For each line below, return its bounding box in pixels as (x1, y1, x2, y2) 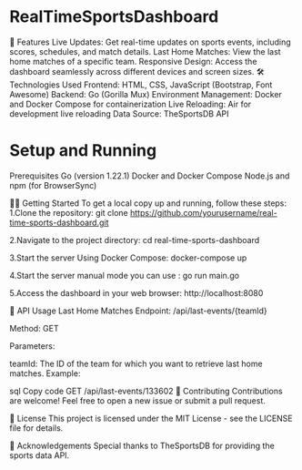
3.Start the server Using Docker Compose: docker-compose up (9, 252, 247, 263)
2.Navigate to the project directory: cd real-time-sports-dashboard (9, 234, 260, 245)
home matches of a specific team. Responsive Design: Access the (9, 56, 257, 66)
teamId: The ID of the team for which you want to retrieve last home (9, 358, 263, 369)
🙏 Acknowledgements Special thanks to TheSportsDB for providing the (9, 440, 275, 451)
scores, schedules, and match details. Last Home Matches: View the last (9, 46, 281, 56)
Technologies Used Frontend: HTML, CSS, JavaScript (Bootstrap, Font (9, 79, 273, 90)
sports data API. (9, 449, 70, 461)
